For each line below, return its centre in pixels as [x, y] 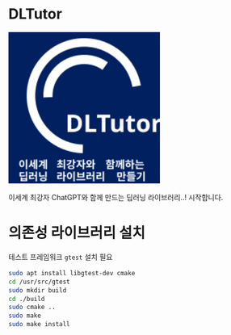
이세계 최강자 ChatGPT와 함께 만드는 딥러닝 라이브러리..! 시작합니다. [116, 197]
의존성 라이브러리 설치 [77, 233]
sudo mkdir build [38, 290]
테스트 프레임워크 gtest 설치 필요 [61, 257]
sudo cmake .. [32, 308]
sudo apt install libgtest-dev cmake [72, 273]
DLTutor [36, 14]
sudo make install [39, 325]
